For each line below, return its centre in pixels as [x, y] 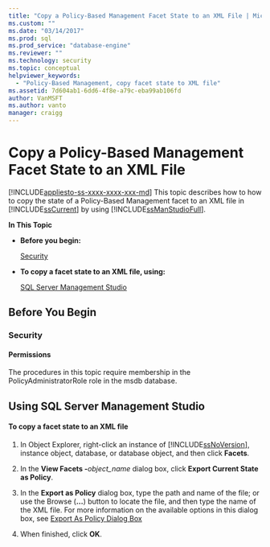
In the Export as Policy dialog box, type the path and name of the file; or [139, 493]
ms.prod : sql [30, 38]
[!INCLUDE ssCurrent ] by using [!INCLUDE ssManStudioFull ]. [107, 209]
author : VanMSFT [35, 98]
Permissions [30, 354]
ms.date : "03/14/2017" [46, 31]
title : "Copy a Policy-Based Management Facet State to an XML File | [129, 16]
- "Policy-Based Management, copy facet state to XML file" [118, 83]
